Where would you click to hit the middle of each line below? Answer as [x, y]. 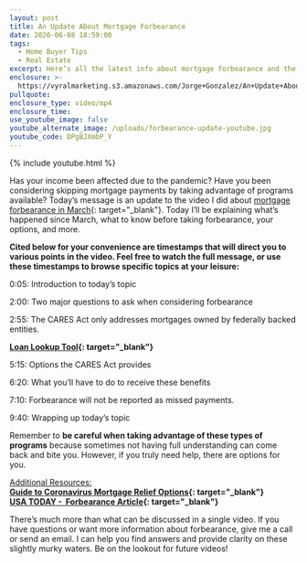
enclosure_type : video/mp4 [61, 103]
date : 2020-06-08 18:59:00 [61, 35]
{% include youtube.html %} [63, 163]
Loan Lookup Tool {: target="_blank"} [81, 346]
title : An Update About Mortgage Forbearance [97, 27]
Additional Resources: [51, 482]
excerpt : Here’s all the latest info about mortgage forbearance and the [153, 69]
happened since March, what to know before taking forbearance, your [142, 219]
